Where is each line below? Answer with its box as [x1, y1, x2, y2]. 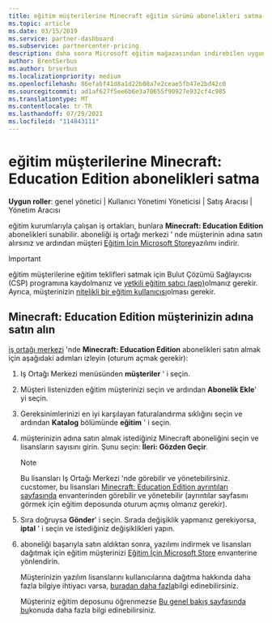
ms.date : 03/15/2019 [8, 27, 79, 35]
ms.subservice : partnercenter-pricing [8, 42, 139, 50]
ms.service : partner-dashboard [8, 34, 114, 43]
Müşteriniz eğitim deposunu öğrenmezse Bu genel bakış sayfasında [19, 596, 247, 606]
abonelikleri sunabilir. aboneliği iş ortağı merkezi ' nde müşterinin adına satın [8, 229, 263, 239]
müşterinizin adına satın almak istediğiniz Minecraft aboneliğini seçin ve [19, 433, 259, 443]
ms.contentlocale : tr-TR [8, 102, 92, 110]
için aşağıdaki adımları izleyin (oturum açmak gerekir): [8, 353, 189, 363]
